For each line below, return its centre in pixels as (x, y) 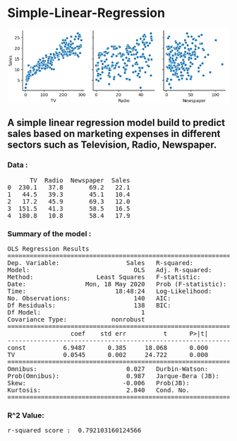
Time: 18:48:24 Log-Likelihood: (110, 291)
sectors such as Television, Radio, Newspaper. (112, 145)
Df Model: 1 (76, 312)
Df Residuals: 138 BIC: (89, 305)
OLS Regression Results (48, 248)
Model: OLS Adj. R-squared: (110, 270)
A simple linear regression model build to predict (116, 123)
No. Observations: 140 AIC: (89, 298)
